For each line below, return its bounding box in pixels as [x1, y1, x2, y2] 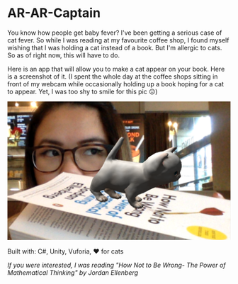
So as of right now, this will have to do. [7, 51, 120, 59]
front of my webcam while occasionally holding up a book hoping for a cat [7, 79, 225, 88]
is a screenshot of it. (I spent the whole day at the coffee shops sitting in [7, 72, 218, 81]
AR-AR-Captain [7, 5, 101, 21]
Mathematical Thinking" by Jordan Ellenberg [7, 268, 139, 277]
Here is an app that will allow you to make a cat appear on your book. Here [7, 64, 225, 73]
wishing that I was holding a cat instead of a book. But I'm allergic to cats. [7, 43, 222, 52]
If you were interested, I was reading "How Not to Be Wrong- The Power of [7, 261, 226, 269]
